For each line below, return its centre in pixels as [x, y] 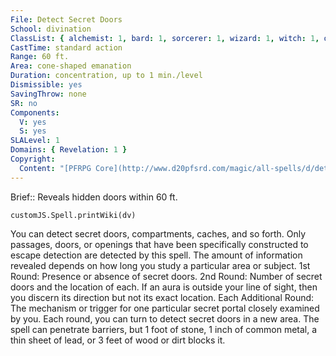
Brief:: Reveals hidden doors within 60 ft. [94, 197]
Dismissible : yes [46, 85]
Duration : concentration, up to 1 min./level [106, 76]
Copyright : [33, 159]
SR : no [24, 103]
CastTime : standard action [66, 47]
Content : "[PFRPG [55, 168]
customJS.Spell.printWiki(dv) [73, 215]
